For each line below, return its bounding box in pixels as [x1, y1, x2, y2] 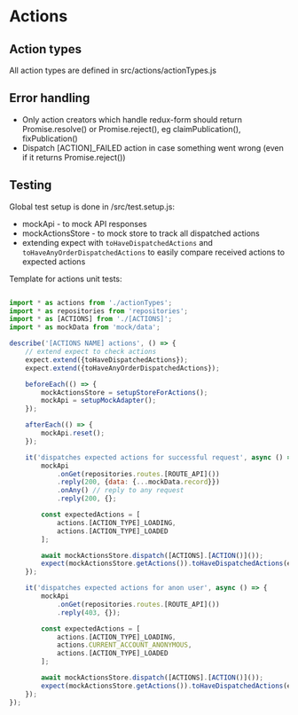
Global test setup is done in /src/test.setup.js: [9, 201, 176, 212]
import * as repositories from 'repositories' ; [9, 306, 189, 316]
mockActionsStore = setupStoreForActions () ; [41, 388, 208, 397]
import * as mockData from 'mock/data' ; [9, 323, 161, 332]
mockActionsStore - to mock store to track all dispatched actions [21, 228, 260, 239]
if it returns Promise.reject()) [21, 152, 126, 162]
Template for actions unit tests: [9, 273, 122, 284]
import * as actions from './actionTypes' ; [9, 298, 173, 307]
